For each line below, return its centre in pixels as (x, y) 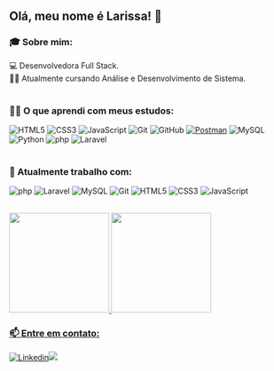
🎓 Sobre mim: (41, 43)
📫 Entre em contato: (55, 334)
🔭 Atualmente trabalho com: (71, 171)
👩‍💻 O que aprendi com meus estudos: (92, 110)
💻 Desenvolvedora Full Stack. (64, 65)
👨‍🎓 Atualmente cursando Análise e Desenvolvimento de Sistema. (128, 78)
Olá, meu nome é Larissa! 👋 (86, 16)
